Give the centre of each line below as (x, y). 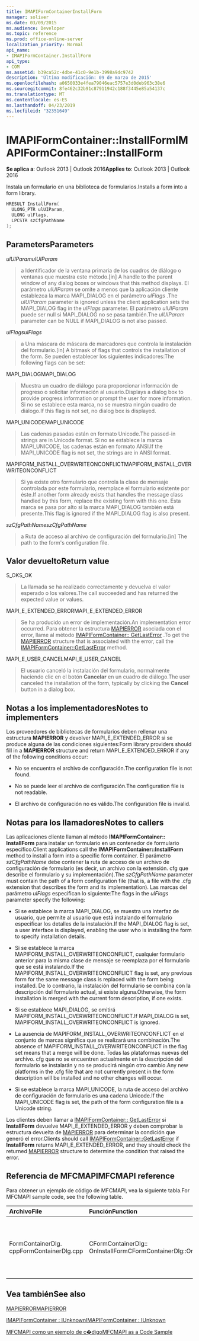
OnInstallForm (108, 1251)
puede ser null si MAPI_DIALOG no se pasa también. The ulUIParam (102, 314)
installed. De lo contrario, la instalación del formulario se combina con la (102, 985)
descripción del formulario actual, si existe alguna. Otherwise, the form (100, 992)
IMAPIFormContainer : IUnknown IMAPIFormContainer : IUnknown (86, 1320)
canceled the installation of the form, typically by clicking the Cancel (105, 683)
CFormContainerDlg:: (118, 1243)
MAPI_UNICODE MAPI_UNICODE (45, 422)
